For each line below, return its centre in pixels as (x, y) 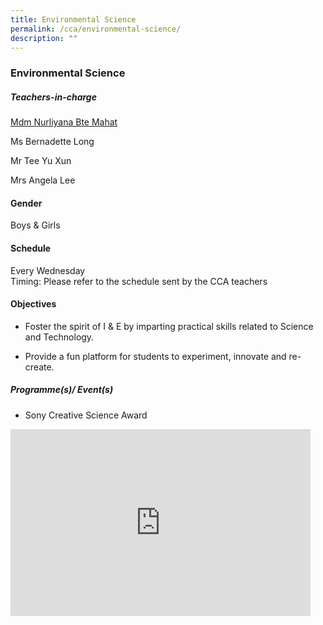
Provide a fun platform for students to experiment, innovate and (155, 356)
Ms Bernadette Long (52, 142)
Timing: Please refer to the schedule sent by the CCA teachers (139, 281)
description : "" (44, 38)
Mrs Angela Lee (43, 180)
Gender (26, 203)
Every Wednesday (48, 270)
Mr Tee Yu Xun (41, 161)
